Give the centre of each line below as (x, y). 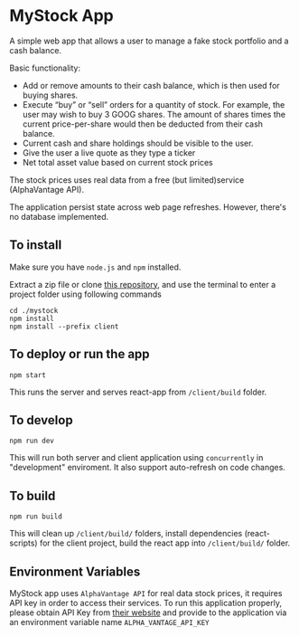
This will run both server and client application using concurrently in (136, 458)
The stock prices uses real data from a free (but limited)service (127, 180)
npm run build (36, 517)
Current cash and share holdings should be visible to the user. (138, 143)
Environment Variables (75, 571)
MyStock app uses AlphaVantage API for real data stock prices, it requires (146, 593)
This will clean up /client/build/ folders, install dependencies (126, 534)
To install (36, 245)
